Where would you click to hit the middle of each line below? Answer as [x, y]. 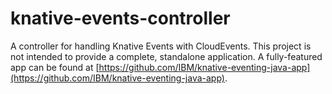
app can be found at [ [55, 67]
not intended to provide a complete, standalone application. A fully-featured [166, 56]
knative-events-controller [120, 18]
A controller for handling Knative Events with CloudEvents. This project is [161, 46]
